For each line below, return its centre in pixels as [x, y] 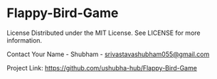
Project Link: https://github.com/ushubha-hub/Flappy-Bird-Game [102, 68]
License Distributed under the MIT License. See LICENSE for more [104, 33]
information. [25, 40]
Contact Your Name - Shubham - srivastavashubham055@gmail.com [108, 54]
